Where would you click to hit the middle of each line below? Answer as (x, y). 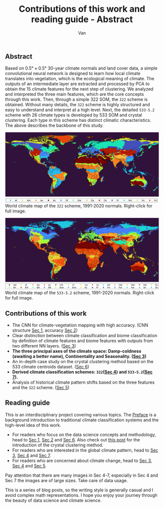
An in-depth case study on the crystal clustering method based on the (83, 361)
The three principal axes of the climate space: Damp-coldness (77, 351)
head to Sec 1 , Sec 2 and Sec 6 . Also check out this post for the (76, 439)
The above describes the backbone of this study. (54, 125)
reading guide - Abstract (82, 19)
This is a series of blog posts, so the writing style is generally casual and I (79, 490)
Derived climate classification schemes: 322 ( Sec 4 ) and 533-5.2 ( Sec (82, 372)
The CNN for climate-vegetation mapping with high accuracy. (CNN (80, 325)
